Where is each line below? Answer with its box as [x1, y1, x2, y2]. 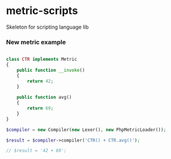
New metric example [6, 38, 66, 46]
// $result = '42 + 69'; [6, 148, 67, 154]
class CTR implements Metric [6, 57, 77, 63]
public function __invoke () [16, 67, 85, 73]
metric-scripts [6, 4, 78, 18]
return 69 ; [27, 105, 54, 112]
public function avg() [16, 95, 72, 101]
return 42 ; [27, 78, 54, 84]
